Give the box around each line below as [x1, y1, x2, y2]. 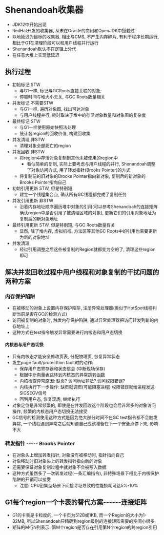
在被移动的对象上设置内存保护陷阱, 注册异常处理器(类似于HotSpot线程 [12, 305, 153, 311]
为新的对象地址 [19, 234, 50, 240]
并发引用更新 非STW [12, 197, 54, 203]
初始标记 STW [12, 82, 41, 87]
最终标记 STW [12, 118, 41, 124]
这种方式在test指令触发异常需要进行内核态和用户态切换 [12, 329, 123, 335]
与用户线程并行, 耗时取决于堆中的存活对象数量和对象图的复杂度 [19, 112, 146, 118]
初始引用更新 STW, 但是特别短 [12, 185, 73, 191]
